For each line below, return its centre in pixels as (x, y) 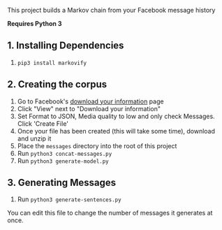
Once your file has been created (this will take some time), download (116, 131)
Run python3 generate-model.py (63, 161)
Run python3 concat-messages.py (65, 153)
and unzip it (34, 138)
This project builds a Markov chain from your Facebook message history (111, 10)
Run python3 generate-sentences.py (69, 199)
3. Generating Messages (62, 183)
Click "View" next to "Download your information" (89, 108)
